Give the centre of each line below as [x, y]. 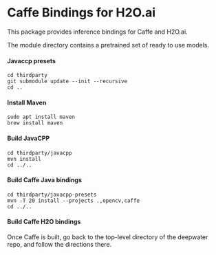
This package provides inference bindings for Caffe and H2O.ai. [97, 32]
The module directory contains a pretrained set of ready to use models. [108, 45]
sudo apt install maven [41, 117]
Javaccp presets [32, 60]
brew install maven [35, 123]
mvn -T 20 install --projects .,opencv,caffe [73, 201]
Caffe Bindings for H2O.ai [82, 13]
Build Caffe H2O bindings [44, 222]
